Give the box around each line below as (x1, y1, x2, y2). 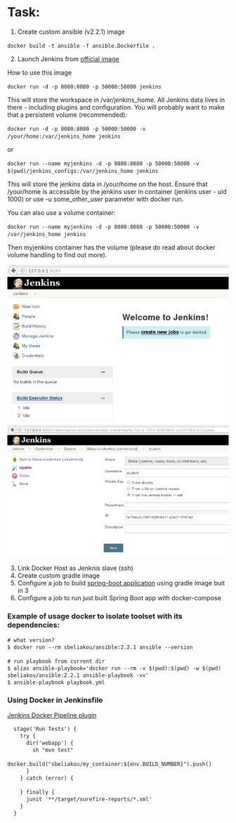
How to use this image (7, 68, 72, 77)
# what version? (7, 637, 55, 644)
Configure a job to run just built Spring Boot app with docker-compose (17, 593, 221, 602)
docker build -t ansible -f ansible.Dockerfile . (7, 42, 156, 49)
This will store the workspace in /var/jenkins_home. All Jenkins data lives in (7, 96, 225, 104)
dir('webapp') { (25, 739, 74, 747)
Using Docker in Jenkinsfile (7, 695, 103, 705)
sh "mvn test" (32, 746, 74, 754)
